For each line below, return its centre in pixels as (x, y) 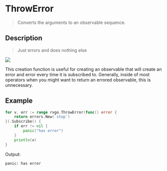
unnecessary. (19, 85)
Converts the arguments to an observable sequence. (72, 22)
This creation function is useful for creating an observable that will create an (83, 69)
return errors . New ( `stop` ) (42, 117)
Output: (13, 154)
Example (19, 101)
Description (24, 38)
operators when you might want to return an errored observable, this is (78, 80)
